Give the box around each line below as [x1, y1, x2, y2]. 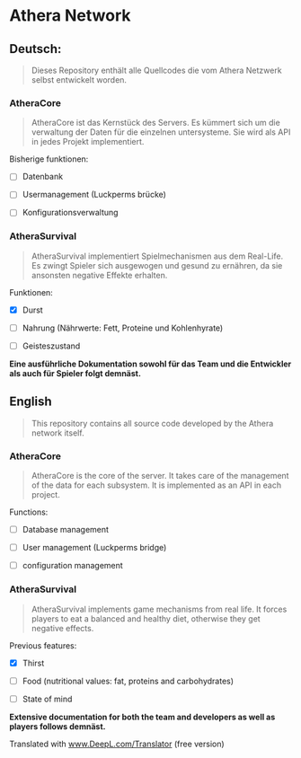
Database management [22, 524, 110, 535]
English [9, 394, 52, 410]
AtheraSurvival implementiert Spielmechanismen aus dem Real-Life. [31, 251, 284, 261]
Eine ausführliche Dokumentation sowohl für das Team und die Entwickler [9, 358, 292, 369]
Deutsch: [9, 41, 62, 57]
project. [31, 489, 60, 500]
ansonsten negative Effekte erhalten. [31, 269, 168, 280]
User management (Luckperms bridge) [22, 542, 167, 553]
